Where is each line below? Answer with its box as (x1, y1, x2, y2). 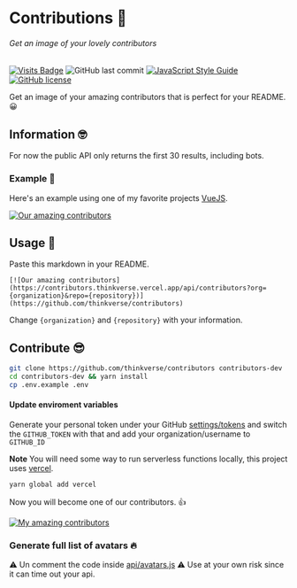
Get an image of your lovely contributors (9, 37, 157, 48)
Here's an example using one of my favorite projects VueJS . (9, 192, 228, 203)
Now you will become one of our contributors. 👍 (9, 496, 187, 507)
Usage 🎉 (9, 235, 56, 251)
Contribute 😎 (9, 340, 86, 355)
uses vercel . (9, 462, 54, 473)
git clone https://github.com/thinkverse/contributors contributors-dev (9, 364, 283, 373)
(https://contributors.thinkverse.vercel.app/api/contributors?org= (9, 283, 267, 293)
